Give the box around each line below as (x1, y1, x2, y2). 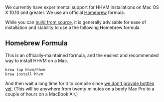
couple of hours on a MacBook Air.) (5, 91, 78, 97)
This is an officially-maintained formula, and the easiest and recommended (5, 52, 159, 58)
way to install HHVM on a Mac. (5, 57, 68, 63)
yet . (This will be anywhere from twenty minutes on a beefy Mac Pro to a (5, 85, 155, 91)
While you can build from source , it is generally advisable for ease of (5, 19, 146, 25)
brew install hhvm (5, 71, 43, 76)
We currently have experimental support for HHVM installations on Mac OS (5, 4, 159, 10)
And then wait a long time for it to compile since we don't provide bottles (5, 80, 155, 86)
